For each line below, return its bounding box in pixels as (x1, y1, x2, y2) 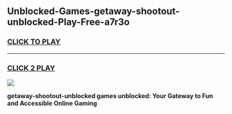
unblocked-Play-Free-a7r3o (7, 17, 130, 28)
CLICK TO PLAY (7, 37, 61, 47)
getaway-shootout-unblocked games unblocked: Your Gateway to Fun (7, 91, 213, 99)
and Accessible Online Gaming (7, 99, 97, 107)
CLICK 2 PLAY (7, 63, 55, 73)
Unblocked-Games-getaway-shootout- (7, 6, 180, 17)
